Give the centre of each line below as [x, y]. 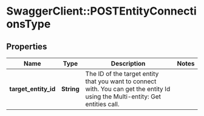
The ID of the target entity [122, 74]
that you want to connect [121, 81]
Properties [27, 46]
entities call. [102, 104]
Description [128, 63]
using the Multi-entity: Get [123, 97]
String [71, 89]
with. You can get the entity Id [128, 89]
